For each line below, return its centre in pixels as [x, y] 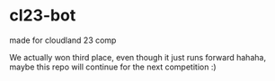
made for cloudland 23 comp [63, 40]
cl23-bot [43, 16]
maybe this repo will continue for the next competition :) [113, 67]
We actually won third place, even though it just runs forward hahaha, [138, 57]
